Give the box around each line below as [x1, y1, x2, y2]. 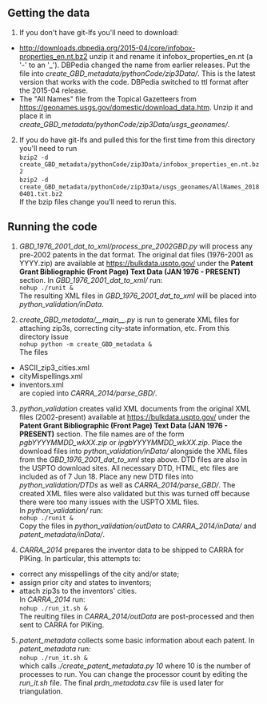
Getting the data [7, 6, 90, 20]
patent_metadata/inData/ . [18, 529, 106, 539]
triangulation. [18, 686, 63, 696]
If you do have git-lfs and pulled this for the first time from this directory [18, 135, 256, 145]
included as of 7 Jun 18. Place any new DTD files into [18, 471, 193, 481]
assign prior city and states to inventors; [18, 577, 153, 587]
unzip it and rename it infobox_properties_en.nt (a [89, 51, 253, 61]
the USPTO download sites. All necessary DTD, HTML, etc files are [18, 463, 239, 472]
